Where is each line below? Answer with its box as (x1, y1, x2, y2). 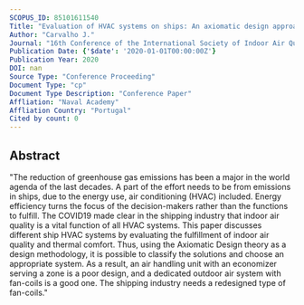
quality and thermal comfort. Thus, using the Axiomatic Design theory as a (9, 239, 287, 250)
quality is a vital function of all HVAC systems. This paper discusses (9, 219, 262, 231)
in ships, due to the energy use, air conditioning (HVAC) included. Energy (9, 191, 282, 202)
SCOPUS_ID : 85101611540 (9, 13, 100, 23)
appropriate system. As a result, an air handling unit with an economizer (9, 258, 278, 269)
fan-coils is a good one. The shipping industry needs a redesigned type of (9, 277, 287, 288)
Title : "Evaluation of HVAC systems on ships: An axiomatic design (9, 22, 270, 31)
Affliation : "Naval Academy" (9, 97, 119, 107)
